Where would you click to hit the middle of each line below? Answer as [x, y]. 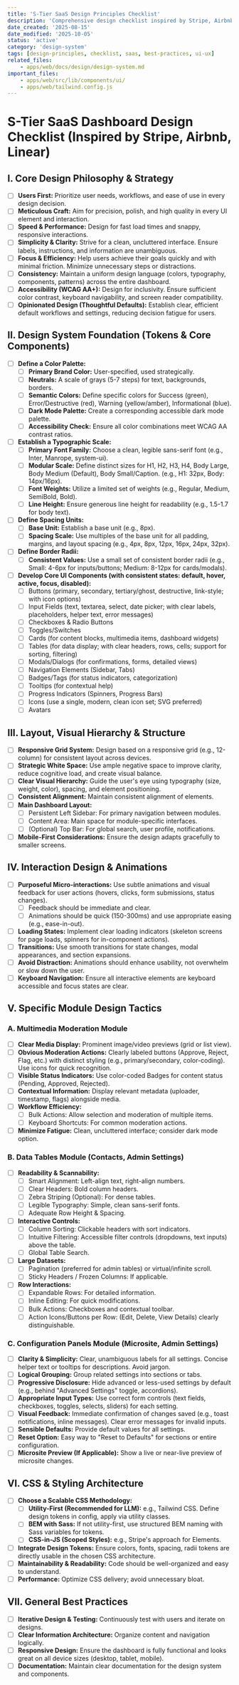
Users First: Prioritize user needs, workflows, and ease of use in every [121, 196]
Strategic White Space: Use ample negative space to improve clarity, [119, 765]
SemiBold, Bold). [53, 497]
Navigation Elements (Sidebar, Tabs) [81, 670]
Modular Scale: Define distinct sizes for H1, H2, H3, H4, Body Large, [128, 466]
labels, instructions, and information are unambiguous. [97, 251]
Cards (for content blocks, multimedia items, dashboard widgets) [123, 638]
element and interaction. [53, 219]
